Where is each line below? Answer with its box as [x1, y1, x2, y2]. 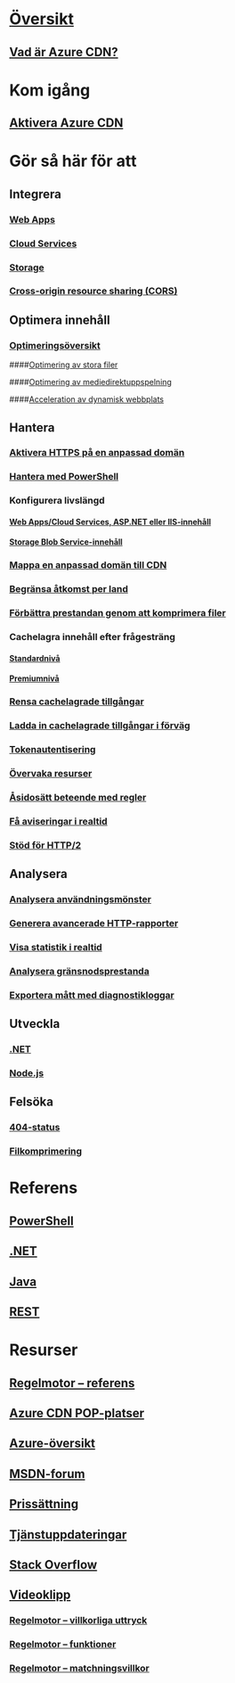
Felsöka [9, 1095, 53, 1110]
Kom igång [9, 80, 91, 100]
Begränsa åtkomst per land [9, 583, 129, 595]
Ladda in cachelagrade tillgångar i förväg [9, 719, 190, 732]
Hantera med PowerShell [9, 471, 119, 483]
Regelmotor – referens [9, 1375, 135, 1391]
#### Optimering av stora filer [9, 359, 118, 370]
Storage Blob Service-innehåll [9, 537, 123, 547]
